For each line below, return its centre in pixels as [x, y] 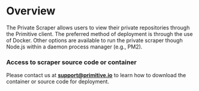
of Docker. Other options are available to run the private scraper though [94, 40]
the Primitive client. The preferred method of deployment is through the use [99, 34]
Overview [31, 11]
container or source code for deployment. [58, 81]
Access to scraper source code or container [71, 62]
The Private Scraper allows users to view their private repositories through [98, 28]
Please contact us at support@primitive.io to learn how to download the [96, 75]
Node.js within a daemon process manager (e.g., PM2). [74, 47]
